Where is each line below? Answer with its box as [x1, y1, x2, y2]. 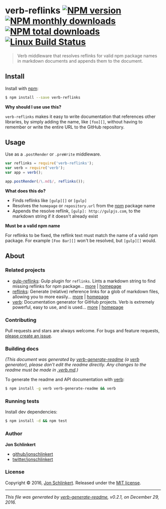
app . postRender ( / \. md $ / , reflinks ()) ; [5, 179, 85, 184]
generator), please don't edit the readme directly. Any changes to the [5, 362, 147, 368]
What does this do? [5, 188, 46, 194]
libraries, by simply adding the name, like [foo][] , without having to [5, 118, 143, 124]
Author [5, 430, 23, 437]
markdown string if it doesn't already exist [12, 213, 98, 219]
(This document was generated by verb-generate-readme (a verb [5, 356, 139, 362]
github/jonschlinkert [12, 451, 53, 457]
